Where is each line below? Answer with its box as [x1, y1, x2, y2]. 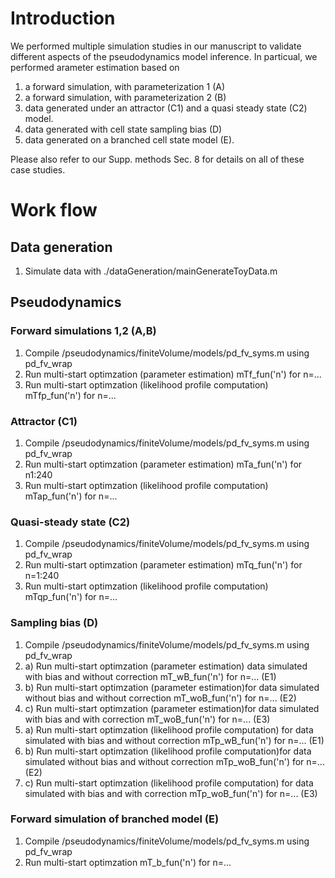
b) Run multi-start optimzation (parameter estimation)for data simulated [24, 681, 320, 693]
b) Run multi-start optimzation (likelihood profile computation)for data [24, 745, 312, 757]
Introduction [10, 7, 116, 30]
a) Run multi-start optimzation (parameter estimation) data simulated [24, 660, 308, 672]
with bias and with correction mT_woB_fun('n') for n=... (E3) [24, 713, 271, 725]
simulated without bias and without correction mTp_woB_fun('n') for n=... [24, 755, 325, 767]
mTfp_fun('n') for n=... [24, 389, 117, 401]
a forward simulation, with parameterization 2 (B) [24, 91, 227, 103]
